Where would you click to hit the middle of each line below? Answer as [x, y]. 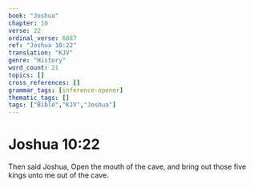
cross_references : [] [44, 82]
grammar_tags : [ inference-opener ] [66, 90]
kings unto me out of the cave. [59, 175]
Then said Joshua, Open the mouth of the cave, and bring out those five [127, 167]
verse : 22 [25, 30]
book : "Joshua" [34, 16]
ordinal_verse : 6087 [43, 38]
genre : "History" [37, 61]
